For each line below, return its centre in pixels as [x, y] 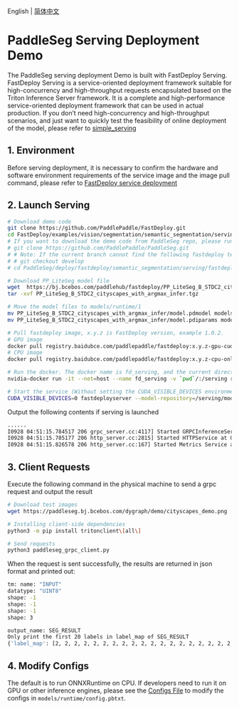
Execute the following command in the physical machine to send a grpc [112, 484]
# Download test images [43, 505]
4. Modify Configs [48, 666]
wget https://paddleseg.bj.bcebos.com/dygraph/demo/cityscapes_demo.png [117, 511]
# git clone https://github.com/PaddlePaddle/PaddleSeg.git [99, 248]
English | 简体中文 [33, 11]
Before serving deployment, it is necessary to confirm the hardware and [113, 167]
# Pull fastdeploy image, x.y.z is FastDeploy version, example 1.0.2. [116, 333]
